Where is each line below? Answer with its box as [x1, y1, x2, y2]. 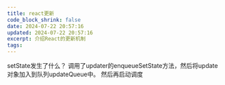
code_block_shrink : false [7, 16, 81, 23]
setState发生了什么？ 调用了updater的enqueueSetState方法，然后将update [7, 62, 218, 69]
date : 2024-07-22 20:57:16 [7, 23, 84, 29]
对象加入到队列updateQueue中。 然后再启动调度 [7, 70, 144, 78]
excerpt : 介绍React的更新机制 [7, 36, 86, 42]
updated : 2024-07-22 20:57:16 [7, 29, 94, 36]
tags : [7, 42, 23, 49]
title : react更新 [7, 10, 55, 17]
